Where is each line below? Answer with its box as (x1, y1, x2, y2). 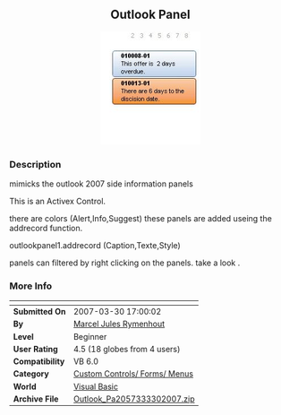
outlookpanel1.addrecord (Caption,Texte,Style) (9, 240, 181, 251)
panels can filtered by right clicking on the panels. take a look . (9, 257, 241, 268)
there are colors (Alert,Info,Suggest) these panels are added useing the (9, 213, 273, 224)
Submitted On (13, 307, 66, 317)
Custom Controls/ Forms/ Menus (72, 368, 194, 379)
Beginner (72, 331, 107, 342)
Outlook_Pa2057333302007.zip (72, 393, 195, 404)
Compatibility (13, 356, 65, 367)
